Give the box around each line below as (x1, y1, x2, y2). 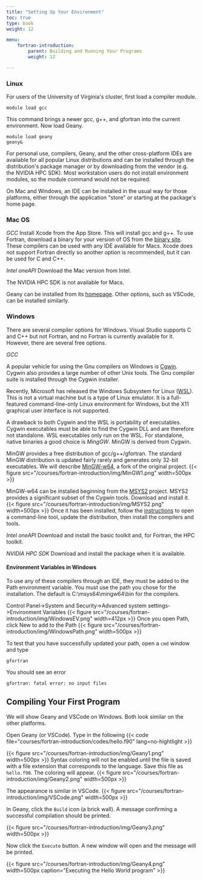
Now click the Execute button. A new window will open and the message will (6, 842, 196, 849)
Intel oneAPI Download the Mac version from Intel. (6, 267, 131, 274)
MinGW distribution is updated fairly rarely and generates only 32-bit (6, 456, 179, 463)
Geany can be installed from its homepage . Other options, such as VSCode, (6, 290, 195, 298)
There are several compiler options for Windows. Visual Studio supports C (6, 326, 191, 333)
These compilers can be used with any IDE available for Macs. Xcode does (6, 242, 193, 250)
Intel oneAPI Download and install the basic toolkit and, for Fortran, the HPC (6, 531, 195, 539)
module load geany (6, 134, 53, 140)
